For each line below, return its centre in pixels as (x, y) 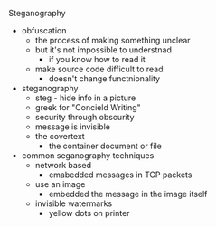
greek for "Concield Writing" (88, 107)
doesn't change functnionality (104, 79)
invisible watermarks (74, 203)
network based (63, 165)
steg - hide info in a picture (85, 98)
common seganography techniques (88, 156)
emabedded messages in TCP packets (120, 175)
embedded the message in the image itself (128, 194)
